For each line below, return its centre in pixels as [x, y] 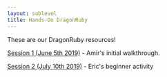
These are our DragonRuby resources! [61, 39]
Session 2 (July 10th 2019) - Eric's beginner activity [80, 66]
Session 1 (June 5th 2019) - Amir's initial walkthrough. [83, 53]
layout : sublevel [32, 13]
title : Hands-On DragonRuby [48, 20]
